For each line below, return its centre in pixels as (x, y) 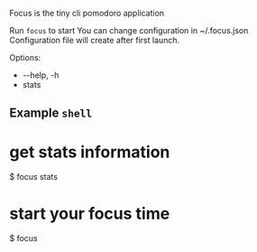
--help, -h (41, 75)
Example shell (51, 113)
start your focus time (90, 214)
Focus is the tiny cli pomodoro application (87, 13)
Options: (25, 57)
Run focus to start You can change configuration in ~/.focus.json (129, 30)
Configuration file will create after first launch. (95, 40)
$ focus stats (34, 177)
